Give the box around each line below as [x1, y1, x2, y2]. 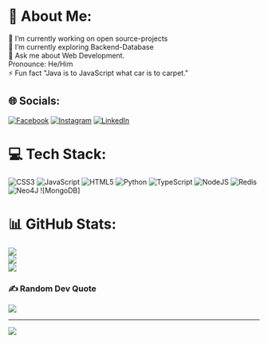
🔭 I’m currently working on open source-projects [8, 34, 168, 43]
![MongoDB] [40, 185, 81, 195]
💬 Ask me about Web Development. [8, 50, 125, 60]
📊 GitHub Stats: [8, 215, 117, 233]
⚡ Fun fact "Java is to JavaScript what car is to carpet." [8, 68, 189, 78]
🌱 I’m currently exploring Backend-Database [8, 42, 154, 51]
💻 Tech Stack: [8, 145, 107, 163]
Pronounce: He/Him [8, 59, 73, 69]
